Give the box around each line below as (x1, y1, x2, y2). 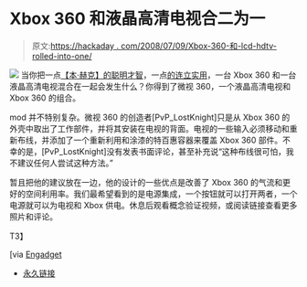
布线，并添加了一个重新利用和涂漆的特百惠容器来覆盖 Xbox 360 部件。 (16, 134, 283, 145)
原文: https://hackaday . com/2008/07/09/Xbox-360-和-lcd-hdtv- (31, 40, 277, 51)
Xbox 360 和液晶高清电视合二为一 (9, 8, 266, 29)
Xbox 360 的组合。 (9, 92, 80, 103)
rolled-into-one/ (31, 50, 92, 61)
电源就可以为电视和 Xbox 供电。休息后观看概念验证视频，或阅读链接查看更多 (9, 199, 298, 210)
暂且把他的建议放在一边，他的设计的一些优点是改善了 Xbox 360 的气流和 (9, 176, 283, 187)
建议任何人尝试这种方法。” (16, 157, 114, 168)
